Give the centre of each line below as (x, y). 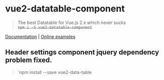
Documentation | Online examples (40, 36)
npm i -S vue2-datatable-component (55, 27)
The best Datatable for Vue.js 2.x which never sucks (72, 22)
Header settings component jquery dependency (82, 52)
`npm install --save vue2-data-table (55, 72)
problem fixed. (29, 60)
